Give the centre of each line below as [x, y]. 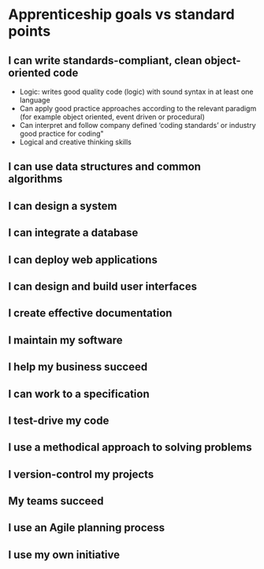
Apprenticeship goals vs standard [121, 15]
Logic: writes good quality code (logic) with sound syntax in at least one [136, 92]
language [35, 100]
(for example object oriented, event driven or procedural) [112, 117]
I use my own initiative [64, 554]
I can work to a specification [79, 393]
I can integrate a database [73, 233]
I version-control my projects [81, 474]
